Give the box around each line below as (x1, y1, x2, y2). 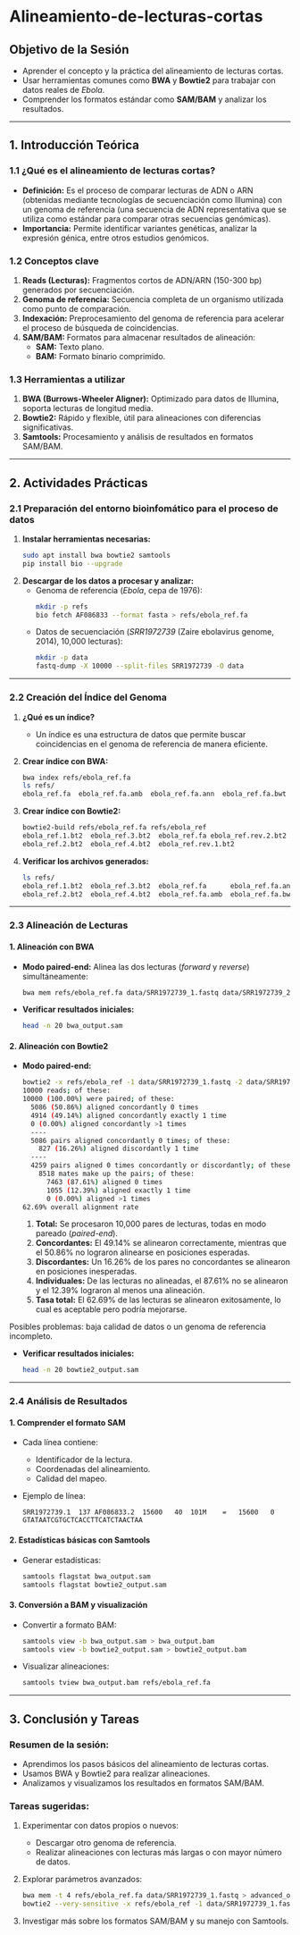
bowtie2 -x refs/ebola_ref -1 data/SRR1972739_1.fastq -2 (21, 1078, 243, 1087)
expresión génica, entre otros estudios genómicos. (21, 232, 210, 243)
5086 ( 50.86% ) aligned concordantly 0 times (30, 1103, 199, 1112)
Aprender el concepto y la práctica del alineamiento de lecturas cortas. (21, 65, 284, 76)
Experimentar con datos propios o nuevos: (21, 1821, 179, 1831)
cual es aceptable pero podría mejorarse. (35, 1304, 187, 1315)
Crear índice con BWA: (21, 755, 109, 766)
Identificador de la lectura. (35, 1454, 133, 1465)
